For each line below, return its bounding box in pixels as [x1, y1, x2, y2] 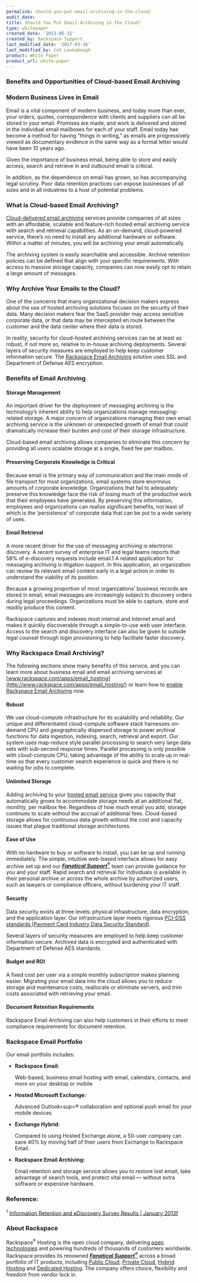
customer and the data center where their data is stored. [6, 323, 143, 330]
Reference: [6, 1195, 39, 1203]
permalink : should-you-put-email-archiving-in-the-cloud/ [6, 8, 151, 15]
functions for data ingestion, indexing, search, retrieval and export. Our [6, 733, 179, 740]
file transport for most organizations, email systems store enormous [6, 478, 171, 485]
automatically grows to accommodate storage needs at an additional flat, [6, 797, 183, 804]
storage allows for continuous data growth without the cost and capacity [6, 816, 183, 823]
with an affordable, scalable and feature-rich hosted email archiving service [6, 221, 190, 228]
